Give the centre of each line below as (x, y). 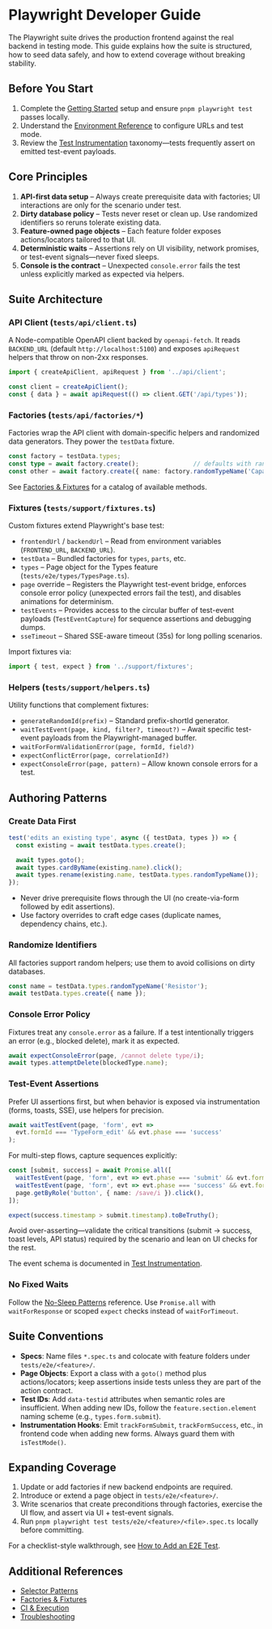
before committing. (52, 1530)
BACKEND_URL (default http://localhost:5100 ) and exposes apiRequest (124, 349)
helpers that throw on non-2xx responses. (78, 358)
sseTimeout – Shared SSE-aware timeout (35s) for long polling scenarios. (141, 636)
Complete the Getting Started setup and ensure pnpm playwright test (136, 108)
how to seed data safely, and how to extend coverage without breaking (127, 54)
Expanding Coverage (62, 1467)
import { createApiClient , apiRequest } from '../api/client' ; (117, 372)
